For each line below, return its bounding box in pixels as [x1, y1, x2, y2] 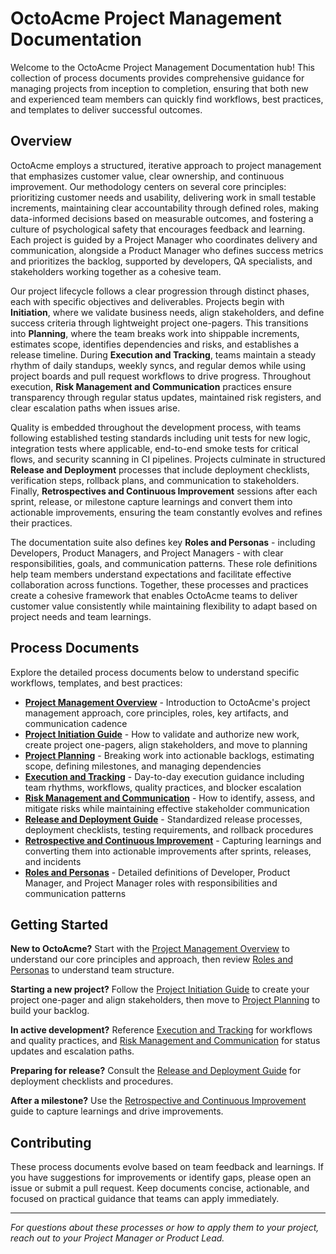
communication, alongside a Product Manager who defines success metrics [10, 244, 324, 256]
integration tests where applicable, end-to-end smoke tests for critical [10, 442, 299, 454]
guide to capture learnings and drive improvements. [10, 1105, 224, 1117]
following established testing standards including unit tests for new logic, [10, 432, 311, 444]
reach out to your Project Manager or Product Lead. [10, 1232, 225, 1244]
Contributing [10, 1134, 92, 1151]
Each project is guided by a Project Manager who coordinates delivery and [10, 233, 318, 246]
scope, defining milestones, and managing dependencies [24, 760, 262, 772]
